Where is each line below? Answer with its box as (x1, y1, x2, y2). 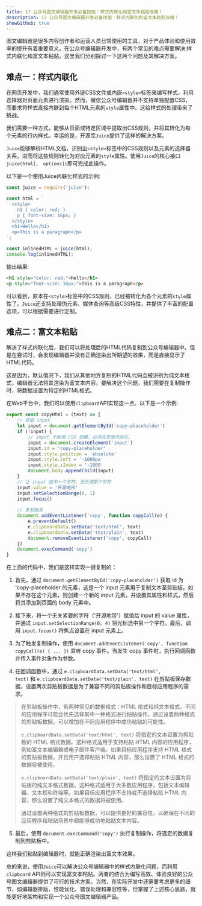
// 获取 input (17, 417, 50, 423)
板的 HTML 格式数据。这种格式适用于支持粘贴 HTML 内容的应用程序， (20, 738, 194, 746)
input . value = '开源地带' (17, 484, 78, 490)
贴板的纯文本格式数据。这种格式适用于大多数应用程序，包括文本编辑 (20, 782, 190, 789)
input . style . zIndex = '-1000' (28, 462, 103, 468)
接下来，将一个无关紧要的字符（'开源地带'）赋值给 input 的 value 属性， (14, 612, 192, 619)
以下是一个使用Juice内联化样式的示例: (6, 173, 100, 180)
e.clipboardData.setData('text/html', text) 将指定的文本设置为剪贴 (20, 731, 194, 738)
